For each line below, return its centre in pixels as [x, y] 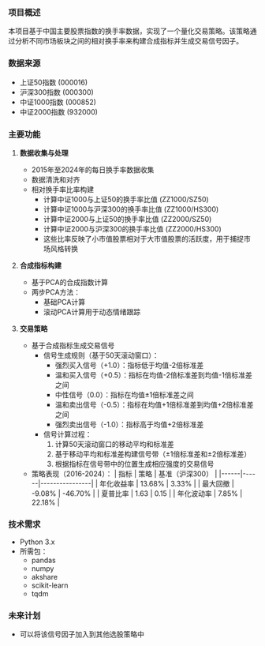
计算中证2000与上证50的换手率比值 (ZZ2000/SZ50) [127, 219]
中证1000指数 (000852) [58, 102]
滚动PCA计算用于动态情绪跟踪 [91, 312]
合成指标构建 [40, 265]
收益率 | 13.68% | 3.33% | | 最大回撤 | [174, 483]
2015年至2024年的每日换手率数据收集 [93, 169]
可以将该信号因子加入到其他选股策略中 [82, 634]
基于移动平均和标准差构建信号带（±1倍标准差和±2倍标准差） [153, 454]
